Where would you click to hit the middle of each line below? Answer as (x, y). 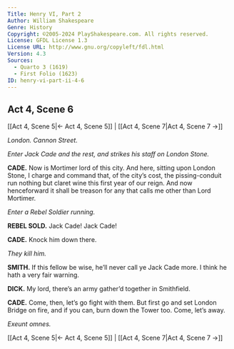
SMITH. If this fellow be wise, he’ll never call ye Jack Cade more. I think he (117, 268)
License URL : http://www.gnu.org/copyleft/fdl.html (86, 47)
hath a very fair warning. (44, 275)
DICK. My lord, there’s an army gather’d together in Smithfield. (99, 289)
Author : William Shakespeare (51, 21)
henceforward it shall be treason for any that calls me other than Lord (110, 191)
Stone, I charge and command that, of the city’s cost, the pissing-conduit (115, 176)
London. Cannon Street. (43, 141)
